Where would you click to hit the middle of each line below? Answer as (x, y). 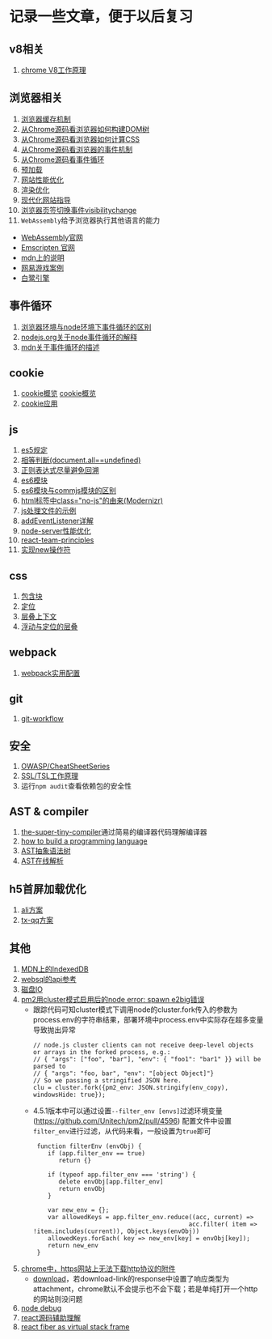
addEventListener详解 (57, 521)
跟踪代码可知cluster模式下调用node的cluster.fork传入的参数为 (135, 1010)
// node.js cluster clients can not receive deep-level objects (143, 1045)
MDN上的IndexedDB (54, 969)
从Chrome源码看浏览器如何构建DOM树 (85, 129)
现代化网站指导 (46, 200)
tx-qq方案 (37, 920)
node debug (41, 1307)
